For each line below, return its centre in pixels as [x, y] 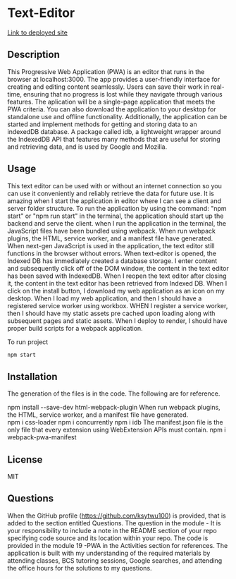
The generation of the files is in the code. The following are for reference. [114, 394]
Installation [32, 376]
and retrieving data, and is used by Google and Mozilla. [87, 147]
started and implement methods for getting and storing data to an [102, 124]
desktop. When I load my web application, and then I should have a [105, 298]
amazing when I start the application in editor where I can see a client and [114, 201]
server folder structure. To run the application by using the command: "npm [117, 208]
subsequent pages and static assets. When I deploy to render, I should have [117, 321]
